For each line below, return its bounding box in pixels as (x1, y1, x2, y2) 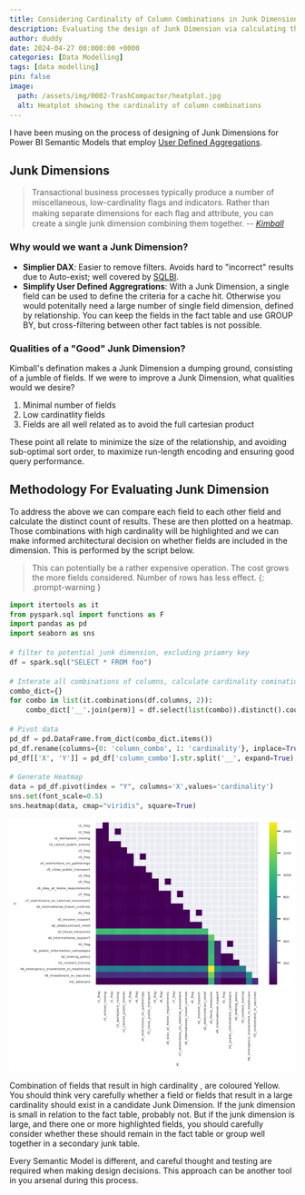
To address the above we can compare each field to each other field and (9, 506, 281, 517)
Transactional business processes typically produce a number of (31, 187, 275, 198)
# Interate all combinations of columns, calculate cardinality (9, 677, 258, 686)
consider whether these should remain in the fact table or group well (9, 1129, 266, 1140)
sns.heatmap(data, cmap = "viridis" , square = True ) (9, 802, 197, 811)
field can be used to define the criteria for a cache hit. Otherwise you (22, 291, 281, 301)
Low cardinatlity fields (22, 409, 106, 420)
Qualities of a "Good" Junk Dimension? (9, 341, 186, 354)
